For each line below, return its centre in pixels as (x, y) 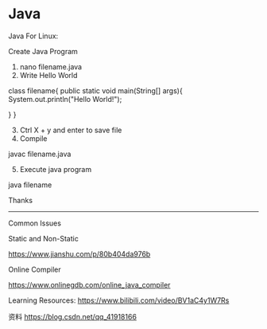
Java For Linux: (33, 36)
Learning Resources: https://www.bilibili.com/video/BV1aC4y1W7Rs (119, 300)
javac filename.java (40, 154)
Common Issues (35, 223)
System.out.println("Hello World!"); (65, 99)
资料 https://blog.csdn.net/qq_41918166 (73, 316)
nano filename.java (50, 67)
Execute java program (56, 169)
